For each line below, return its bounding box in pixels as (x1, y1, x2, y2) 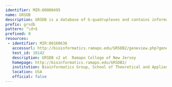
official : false (12, 74, 47, 79)
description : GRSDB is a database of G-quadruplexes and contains (5, 17, 150, 22)
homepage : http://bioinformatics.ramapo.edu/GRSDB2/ (12, 60, 127, 65)
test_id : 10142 (12, 50, 45, 55)
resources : (5, 36, 29, 41)
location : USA (12, 70, 42, 75)
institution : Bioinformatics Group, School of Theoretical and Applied (12, 64, 168, 70)
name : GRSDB (5, 12, 31, 17)
